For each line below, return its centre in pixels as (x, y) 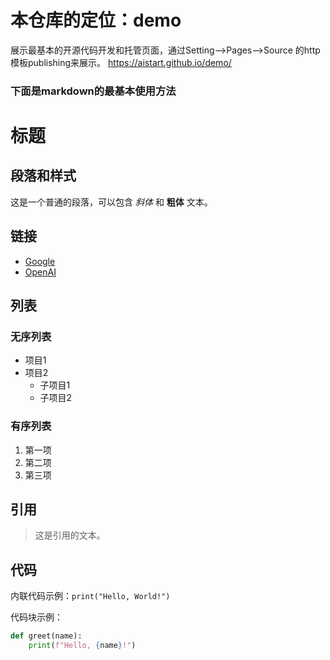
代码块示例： (36, 617)
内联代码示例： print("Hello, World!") (90, 596)
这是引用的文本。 (70, 535)
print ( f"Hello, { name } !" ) (82, 646)
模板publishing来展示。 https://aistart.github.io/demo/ (121, 62)
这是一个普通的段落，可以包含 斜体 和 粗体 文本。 (111, 202)
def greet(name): (46, 636)
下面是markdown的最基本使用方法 (93, 91)
